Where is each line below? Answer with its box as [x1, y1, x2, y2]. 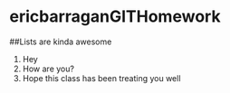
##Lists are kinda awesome [9, 36, 112, 47]
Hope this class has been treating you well [22, 72, 181, 83]
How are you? [22, 63, 75, 74]
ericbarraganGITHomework [9, 6, 221, 27]
